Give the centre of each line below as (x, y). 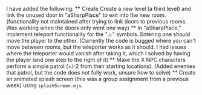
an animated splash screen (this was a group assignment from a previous (98, 79)
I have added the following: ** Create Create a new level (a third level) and (99, 9)
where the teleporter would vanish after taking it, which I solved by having (98, 53)
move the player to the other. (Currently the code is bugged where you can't (101, 41)
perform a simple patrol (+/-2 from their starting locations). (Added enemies (101, 66)
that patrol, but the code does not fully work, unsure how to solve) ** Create (101, 72)
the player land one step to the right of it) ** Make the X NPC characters (96, 60)
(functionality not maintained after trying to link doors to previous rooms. (97, 21)
